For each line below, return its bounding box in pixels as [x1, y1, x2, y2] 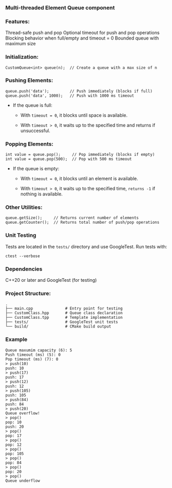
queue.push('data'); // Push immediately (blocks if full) [5, 88, 153, 94]
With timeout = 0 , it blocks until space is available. [20, 112, 128, 118]
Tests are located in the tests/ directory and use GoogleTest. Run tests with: [5, 243, 167, 249]
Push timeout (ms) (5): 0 [5, 352, 61, 357]
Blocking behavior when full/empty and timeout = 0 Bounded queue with [5, 35, 159, 41]
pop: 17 [5, 433, 22, 438]
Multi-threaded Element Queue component [5, 4, 115, 11]
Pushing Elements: [5, 77, 53, 84]
